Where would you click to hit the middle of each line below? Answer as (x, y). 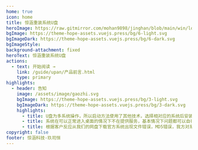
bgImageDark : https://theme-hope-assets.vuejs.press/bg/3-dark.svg (101, 105)
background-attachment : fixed (43, 50)
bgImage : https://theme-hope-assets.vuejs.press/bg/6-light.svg (87, 34)
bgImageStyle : (24, 45)
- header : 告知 (29, 89)
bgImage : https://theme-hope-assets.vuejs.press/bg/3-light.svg (97, 99)
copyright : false (27, 133)
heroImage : (19, 28)
